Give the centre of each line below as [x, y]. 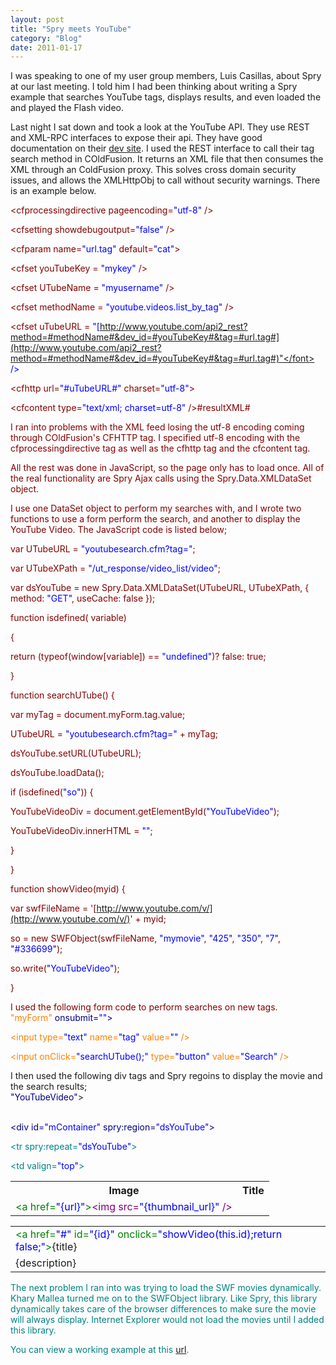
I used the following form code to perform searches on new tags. [144, 1007]
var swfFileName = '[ [53, 908]
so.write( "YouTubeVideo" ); [65, 968]
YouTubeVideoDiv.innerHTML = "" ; [81, 831]
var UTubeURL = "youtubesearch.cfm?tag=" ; [103, 549]
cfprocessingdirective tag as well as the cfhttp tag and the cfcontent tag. [160, 448]
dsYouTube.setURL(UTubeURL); [76, 753]
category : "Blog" [46, 38]
